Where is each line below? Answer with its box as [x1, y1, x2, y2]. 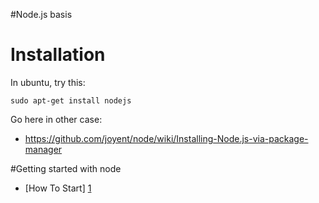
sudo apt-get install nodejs [10, 95, 132, 106]
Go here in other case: [10, 113, 103, 125]
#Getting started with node [10, 162, 122, 174]
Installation [10, 44, 106, 66]
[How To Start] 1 [24, 182, 92, 194]
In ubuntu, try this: [10, 76, 86, 88]
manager [24, 143, 63, 155]
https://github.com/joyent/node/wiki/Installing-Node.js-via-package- [24, 132, 309, 144]
